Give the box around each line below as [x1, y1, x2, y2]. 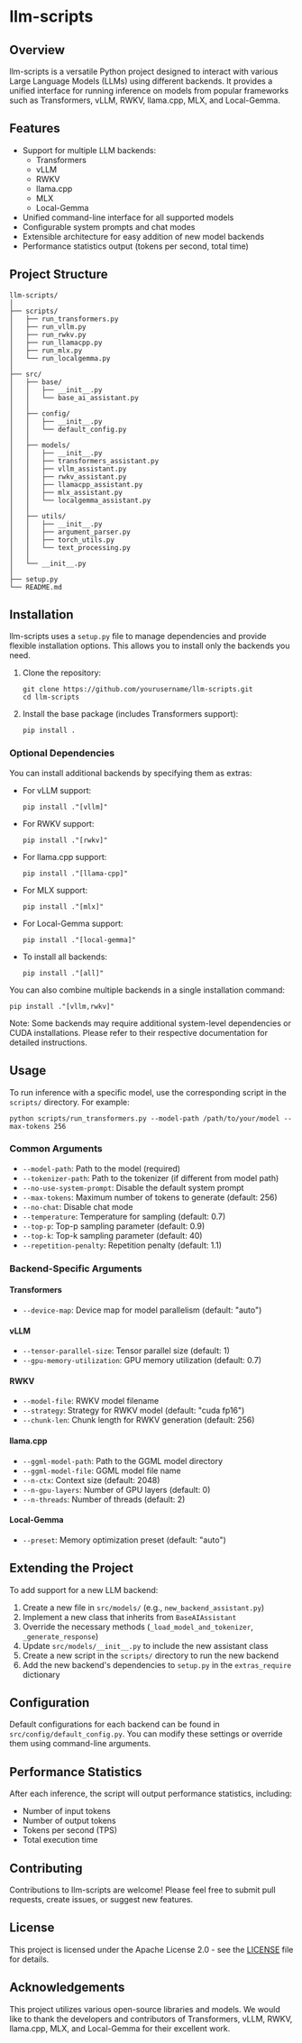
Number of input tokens [22, 1806, 111, 1817]
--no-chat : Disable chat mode [22, 1201, 133, 1212]
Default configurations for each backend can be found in [9, 1719, 221, 1730]
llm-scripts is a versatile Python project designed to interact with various [9, 66, 279, 77]
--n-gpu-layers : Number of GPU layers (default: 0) [22, 1484, 211, 1495]
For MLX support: [22, 884, 88, 895]
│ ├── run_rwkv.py [9, 330, 87, 339]
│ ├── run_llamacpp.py [9, 338, 103, 347]
